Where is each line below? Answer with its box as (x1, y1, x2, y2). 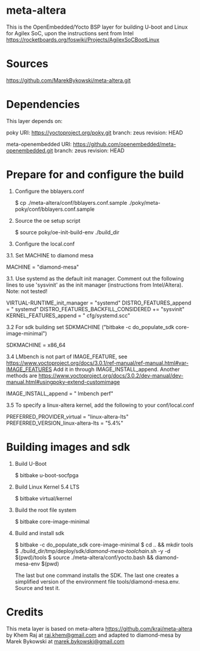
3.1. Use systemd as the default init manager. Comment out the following (6, 275, 184, 282)
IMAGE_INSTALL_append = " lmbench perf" (6, 389, 113, 397)
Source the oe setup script (14, 217, 81, 224)
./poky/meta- (128, 199, 161, 206)
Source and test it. (14, 584, 60, 591)
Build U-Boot (14, 460, 47, 467)
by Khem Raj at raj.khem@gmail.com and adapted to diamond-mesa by (6, 631, 181, 638)
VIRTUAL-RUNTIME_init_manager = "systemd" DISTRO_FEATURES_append (6, 299, 192, 306)
